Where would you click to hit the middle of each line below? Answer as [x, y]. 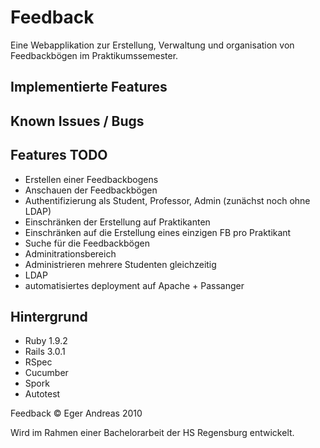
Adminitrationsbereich [70, 253]
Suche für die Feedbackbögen [87, 243]
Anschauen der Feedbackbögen [91, 190]
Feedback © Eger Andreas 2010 [76, 413]
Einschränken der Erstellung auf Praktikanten [117, 222]
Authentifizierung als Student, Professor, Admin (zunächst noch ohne [167, 200]
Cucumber [46, 373]
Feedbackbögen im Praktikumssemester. [94, 55]
